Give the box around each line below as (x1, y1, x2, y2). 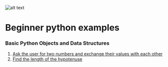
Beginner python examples (5, 22, 120, 33)
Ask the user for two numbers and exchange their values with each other (12, 51, 163, 57)
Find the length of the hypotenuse (12, 56, 82, 62)
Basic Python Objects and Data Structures (5, 40, 110, 47)
